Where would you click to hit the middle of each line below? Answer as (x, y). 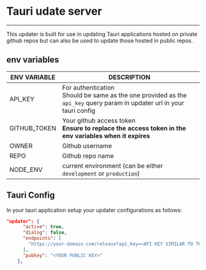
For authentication (88, 87)
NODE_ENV (26, 169)
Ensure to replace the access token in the (124, 128)
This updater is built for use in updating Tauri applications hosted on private (102, 34)
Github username (87, 145)
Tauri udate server (54, 11)
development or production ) (101, 173)
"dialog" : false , (45, 233)
